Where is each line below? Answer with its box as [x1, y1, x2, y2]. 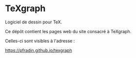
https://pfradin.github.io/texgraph [5, 47, 72, 53]
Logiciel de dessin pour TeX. [5, 19, 62, 25]
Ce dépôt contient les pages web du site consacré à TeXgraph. [5, 28, 132, 34]
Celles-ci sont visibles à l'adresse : [5, 38, 75, 44]
